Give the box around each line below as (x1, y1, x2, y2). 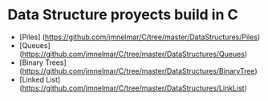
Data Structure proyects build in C (7, 6, 238, 24)
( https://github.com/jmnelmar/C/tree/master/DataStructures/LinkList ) (18, 83, 248, 93)
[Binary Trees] (18, 58, 67, 67)
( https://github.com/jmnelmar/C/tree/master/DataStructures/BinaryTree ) (18, 66, 258, 75)
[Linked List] (18, 75, 61, 84)
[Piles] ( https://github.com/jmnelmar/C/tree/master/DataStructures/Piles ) (18, 32, 261, 42)
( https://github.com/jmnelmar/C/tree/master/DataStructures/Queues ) (18, 49, 248, 59)
